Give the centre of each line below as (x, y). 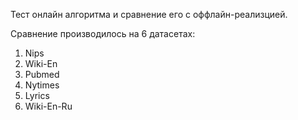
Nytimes (42, 85)
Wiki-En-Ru (48, 106)
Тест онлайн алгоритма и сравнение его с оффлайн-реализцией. (149, 14)
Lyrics (37, 95)
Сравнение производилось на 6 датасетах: (103, 33)
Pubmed (42, 74)
